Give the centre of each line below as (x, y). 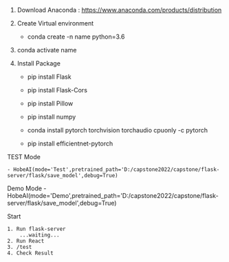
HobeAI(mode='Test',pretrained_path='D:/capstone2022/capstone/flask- (117, 170)
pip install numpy (52, 117)
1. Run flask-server (37, 229)
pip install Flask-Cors (57, 90)
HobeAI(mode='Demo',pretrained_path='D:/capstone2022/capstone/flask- (113, 195)
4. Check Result (30, 253)
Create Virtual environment (55, 23)
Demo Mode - (27, 188)
